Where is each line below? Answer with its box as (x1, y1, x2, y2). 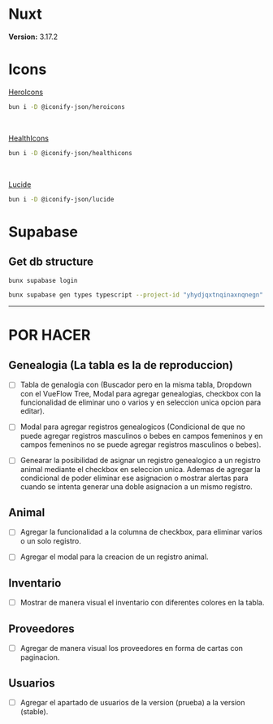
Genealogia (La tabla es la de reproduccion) (8, 358, 234, 372)
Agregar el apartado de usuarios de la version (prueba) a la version (19, 697, 245, 707)
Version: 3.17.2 (8, 32, 58, 41)
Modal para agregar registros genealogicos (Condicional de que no (19, 422, 245, 431)
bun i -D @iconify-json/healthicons (8, 149, 132, 157)
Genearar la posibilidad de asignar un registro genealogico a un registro (19, 456, 262, 466)
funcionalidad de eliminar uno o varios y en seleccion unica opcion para (19, 397, 262, 407)
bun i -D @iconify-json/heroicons (8, 102, 126, 111)
